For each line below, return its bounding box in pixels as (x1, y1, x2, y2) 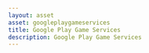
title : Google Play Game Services (8, 26, 122, 34)
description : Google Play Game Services (8, 33, 143, 41)
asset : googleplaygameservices (8, 19, 111, 26)
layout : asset (8, 11, 55, 19)
